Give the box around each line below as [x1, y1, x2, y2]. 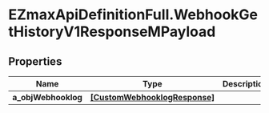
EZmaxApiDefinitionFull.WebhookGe [8, 6, 259, 24]
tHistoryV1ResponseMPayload [8, 22, 216, 41]
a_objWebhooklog [12, 92, 82, 103]
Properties [8, 54, 62, 68]
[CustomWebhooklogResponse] [90, 92, 215, 103]
